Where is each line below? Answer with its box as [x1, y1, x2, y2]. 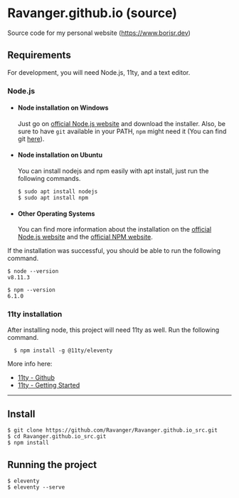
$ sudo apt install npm [17, 194, 89, 202]
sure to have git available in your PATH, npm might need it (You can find [17, 127, 227, 135]
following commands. [17, 175, 81, 183]
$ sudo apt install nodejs [17, 188, 98, 195]
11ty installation [7, 309, 63, 319]
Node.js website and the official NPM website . [17, 233, 153, 242]
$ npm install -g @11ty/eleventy [14, 347, 113, 354]
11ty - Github [17, 373, 55, 382]
